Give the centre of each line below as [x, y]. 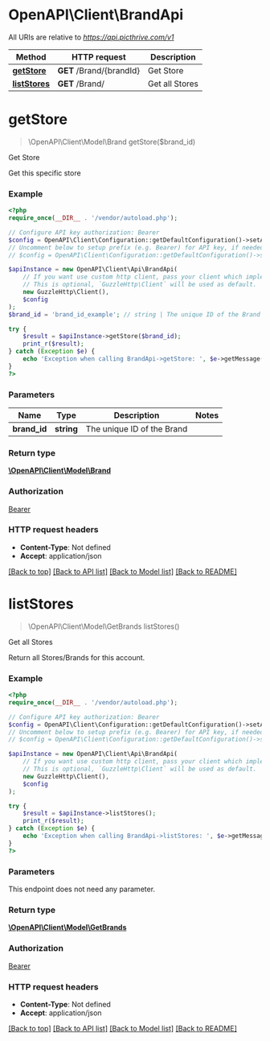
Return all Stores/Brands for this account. [77, 657]
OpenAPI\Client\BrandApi [96, 15]
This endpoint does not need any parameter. [82, 889]
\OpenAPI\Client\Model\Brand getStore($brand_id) [112, 142]
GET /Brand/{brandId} [99, 70]
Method [31, 56]
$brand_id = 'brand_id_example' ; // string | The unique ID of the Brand [135, 314]
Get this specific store [45, 173]
